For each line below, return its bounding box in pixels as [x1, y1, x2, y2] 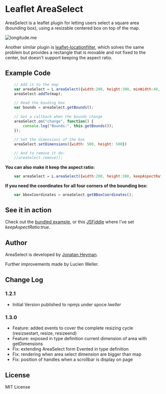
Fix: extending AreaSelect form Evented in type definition [12, 346, 129, 352]
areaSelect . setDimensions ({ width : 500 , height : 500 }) [14, 142, 127, 147]
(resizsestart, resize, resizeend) [12, 330, 77, 336]
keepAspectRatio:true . [5, 224, 50, 230]
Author [5, 238, 27, 247]
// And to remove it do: [14, 151, 65, 156]
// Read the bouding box [14, 100, 65, 106]
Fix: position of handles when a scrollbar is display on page [12, 356, 133, 362]
